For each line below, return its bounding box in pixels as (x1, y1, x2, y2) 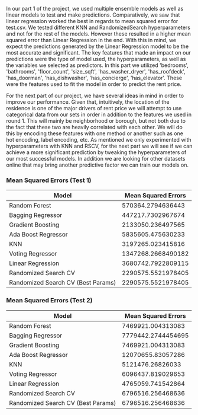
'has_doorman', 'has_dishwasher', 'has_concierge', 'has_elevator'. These (6, 74, 182, 81)
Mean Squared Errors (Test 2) (6, 296, 93, 305)
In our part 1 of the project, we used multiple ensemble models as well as (6, 5, 184, 12)
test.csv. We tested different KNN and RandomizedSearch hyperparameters (6, 24, 191, 31)
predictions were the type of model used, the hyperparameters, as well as (6, 56, 186, 62)
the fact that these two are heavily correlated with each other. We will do (6, 124, 183, 130)
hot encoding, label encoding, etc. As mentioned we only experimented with (6, 136, 192, 143)
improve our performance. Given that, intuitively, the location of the (6, 98, 170, 106)
